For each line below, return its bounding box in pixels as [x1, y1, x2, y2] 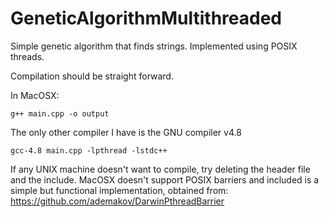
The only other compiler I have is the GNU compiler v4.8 [10, 126, 242, 138]
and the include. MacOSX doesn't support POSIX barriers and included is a [10, 173, 320, 186]
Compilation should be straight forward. [10, 70, 174, 82]
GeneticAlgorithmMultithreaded [10, 7, 282, 30]
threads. [10, 50, 45, 62]
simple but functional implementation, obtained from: [10, 184, 229, 196]
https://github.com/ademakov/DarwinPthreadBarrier [10, 195, 225, 207]
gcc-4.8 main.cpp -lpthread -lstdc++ [10, 145, 168, 156]
